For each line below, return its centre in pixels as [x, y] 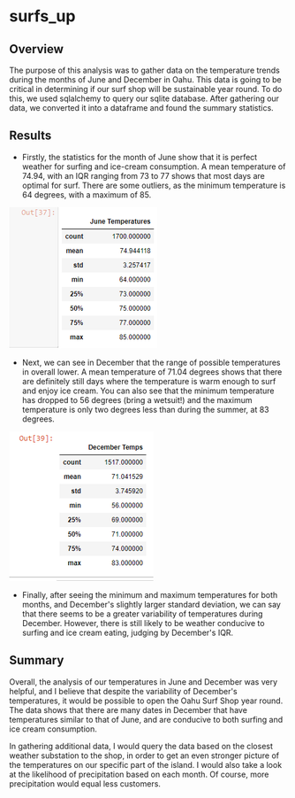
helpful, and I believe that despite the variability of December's [124, 691]
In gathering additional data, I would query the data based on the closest [141, 746]
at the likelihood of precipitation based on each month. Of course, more [139, 774]
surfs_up [42, 16]
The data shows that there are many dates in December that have [128, 709]
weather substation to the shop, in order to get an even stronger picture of [144, 755]
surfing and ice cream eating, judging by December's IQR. [128, 632]
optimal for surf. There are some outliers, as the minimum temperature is [154, 185]
